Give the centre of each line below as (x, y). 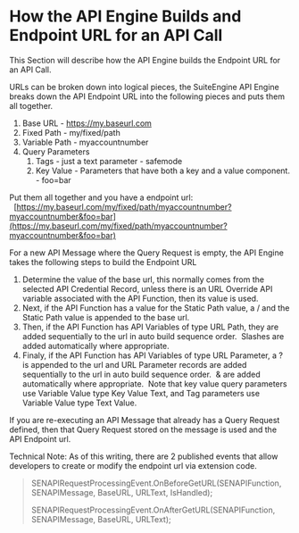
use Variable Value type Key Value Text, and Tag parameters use (141, 393)
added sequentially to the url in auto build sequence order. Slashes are (153, 336)
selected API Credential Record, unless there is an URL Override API (147, 288)
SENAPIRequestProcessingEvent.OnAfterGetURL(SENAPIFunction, (153, 510)
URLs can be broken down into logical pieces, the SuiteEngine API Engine (144, 87)
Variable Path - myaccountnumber (85, 142)
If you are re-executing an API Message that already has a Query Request (145, 420)
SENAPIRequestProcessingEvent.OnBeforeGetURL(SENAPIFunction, (156, 483)
